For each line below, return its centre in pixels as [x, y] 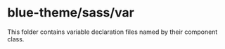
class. [16, 39]
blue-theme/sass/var [71, 13]
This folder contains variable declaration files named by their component [112, 32]
